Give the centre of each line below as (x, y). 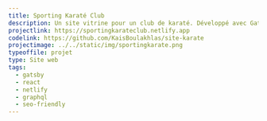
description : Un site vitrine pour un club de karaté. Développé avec (128, 23)
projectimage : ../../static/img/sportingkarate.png (95, 45)
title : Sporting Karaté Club (56, 16)
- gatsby (30, 75)
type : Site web (33, 60)
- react (28, 82)
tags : (17, 68)
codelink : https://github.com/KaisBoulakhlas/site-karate (106, 38)
